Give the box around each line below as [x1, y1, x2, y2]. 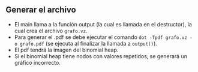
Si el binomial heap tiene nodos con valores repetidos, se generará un [14, 52, 187, 59]
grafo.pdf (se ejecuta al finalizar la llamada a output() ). [20, 40, 157, 47]
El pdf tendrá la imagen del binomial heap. [14, 46, 119, 53]
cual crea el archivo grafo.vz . [14, 27, 88, 34]
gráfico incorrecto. [14, 59, 61, 66]
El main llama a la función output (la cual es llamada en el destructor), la [14, 20, 193, 28]
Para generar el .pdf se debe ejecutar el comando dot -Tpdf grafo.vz [14, 33, 187, 41]
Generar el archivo [5, 5, 76, 15]
